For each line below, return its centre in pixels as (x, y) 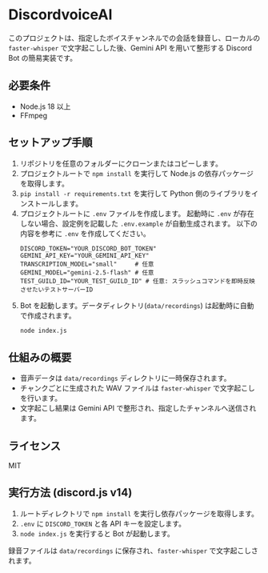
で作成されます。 (48, 315)
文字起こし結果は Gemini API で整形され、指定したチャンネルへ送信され (138, 408)
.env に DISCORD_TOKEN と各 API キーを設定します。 (103, 523)
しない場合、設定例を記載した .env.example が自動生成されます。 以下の (139, 223)
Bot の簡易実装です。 (43, 58)
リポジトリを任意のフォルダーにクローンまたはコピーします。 (121, 163)
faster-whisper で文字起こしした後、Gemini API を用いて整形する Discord (130, 48)
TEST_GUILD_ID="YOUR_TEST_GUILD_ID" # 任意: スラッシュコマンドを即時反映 (138, 281)
